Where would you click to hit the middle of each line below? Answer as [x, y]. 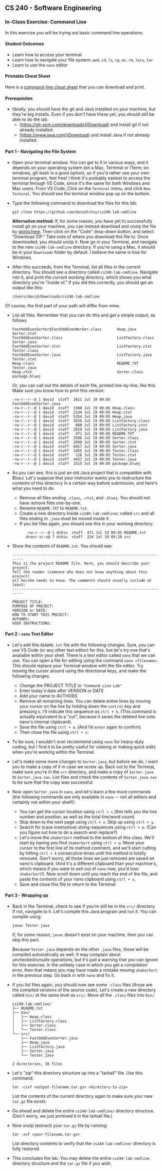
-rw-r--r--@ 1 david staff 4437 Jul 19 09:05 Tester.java [74, 459]
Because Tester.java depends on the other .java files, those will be [80, 949]
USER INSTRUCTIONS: [32, 623]
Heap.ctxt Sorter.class [78, 372]
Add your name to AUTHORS [48, 696]
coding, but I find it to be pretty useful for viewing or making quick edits [84, 746]
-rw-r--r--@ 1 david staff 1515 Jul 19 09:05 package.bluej [76, 464]
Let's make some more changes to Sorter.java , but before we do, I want [85, 761]
